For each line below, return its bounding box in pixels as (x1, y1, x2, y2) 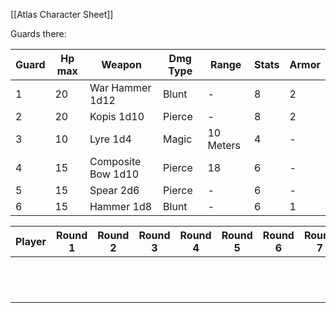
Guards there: (10, 28, 67, 39)
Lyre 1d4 (89, 132, 132, 146)
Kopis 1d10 (89, 110, 145, 123)
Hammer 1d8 (89, 200, 153, 213)
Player (15, 235, 47, 248)
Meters (207, 139, 242, 152)
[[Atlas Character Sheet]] (10, 9, 114, 20)
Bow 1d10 (89, 167, 140, 181)
